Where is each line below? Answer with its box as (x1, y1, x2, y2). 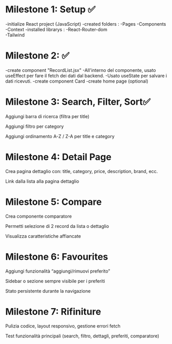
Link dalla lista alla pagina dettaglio (5, 178, 80, 184)
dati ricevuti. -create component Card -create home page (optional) (5, 78, 149, 84)
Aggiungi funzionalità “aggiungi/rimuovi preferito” (5, 268, 110, 274)
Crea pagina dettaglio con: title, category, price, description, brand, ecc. (5, 168, 158, 174)
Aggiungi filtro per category (5, 123, 64, 129)
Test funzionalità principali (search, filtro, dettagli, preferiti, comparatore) (5, 333, 159, 339)
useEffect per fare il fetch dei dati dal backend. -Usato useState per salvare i (5, 72, 167, 79)
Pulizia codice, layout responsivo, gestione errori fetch (5, 322, 121, 329)
